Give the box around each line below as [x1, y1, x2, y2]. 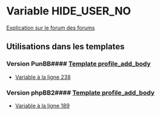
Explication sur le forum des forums [6, 24, 95, 31]
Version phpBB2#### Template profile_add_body [6, 89, 155, 97]
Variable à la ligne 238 [15, 73, 71, 81]
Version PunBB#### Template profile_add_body [6, 60, 151, 68]
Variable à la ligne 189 [15, 102, 70, 109]
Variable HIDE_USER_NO [6, 4, 131, 18]
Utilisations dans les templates [6, 42, 125, 52]
